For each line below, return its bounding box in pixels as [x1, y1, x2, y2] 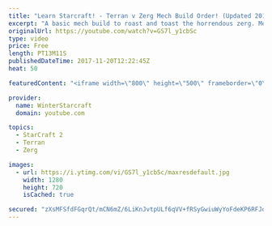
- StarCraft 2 [15, 131, 63, 139]
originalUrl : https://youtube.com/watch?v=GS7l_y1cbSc [8, 27, 198, 35]
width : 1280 [23, 176, 63, 184]
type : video [8, 34, 49, 43]
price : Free [8, 42, 49, 50]
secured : [8, 206, 38, 214]
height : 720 [23, 183, 63, 191]
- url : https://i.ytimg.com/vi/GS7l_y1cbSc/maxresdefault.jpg [15, 168, 230, 177]
